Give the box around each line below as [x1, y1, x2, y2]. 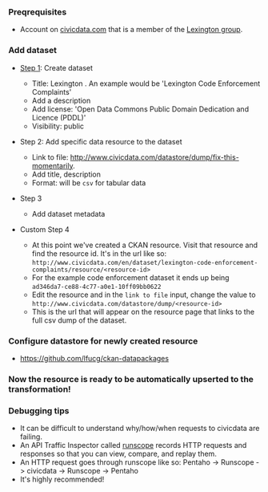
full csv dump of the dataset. [31, 315, 127, 325]
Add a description [31, 96, 91, 105]
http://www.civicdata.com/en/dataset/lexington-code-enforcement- [31, 258, 258, 266]
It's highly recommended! [19, 474, 105, 484]
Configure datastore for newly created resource [8, 335, 198, 347]
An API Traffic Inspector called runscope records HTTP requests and [19, 441, 247, 450]
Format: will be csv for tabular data [31, 177, 146, 187]
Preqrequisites [8, 6, 67, 18]
